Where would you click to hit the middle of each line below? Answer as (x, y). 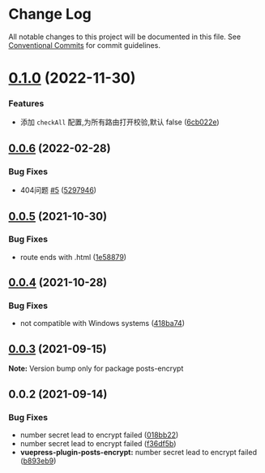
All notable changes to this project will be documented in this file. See (125, 37)
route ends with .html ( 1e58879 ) (73, 257)
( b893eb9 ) (38, 461)
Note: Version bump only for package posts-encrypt (96, 369)
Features (26, 104)
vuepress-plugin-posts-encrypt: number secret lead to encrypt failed (139, 452)
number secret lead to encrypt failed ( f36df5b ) (98, 443)
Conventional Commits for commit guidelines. (84, 45)
